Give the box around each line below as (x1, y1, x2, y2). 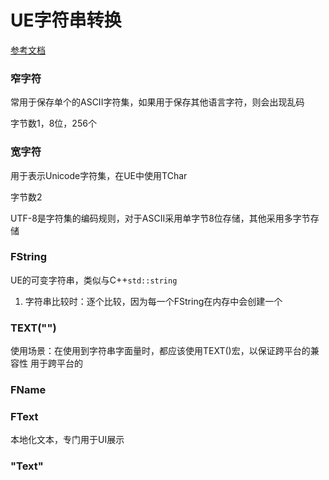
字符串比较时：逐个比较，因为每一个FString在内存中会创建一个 (24, 295, 283, 307)
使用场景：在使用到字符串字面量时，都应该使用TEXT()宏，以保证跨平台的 (10, 345, 311, 357)
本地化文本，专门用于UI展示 (10, 434, 125, 446)
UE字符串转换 (10, 9, 122, 32)
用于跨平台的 (29, 357, 83, 370)
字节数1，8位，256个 (10, 117, 97, 130)
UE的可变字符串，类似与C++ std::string (10, 274, 178, 286)
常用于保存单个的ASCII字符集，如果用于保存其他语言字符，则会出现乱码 (10, 96, 305, 108)
